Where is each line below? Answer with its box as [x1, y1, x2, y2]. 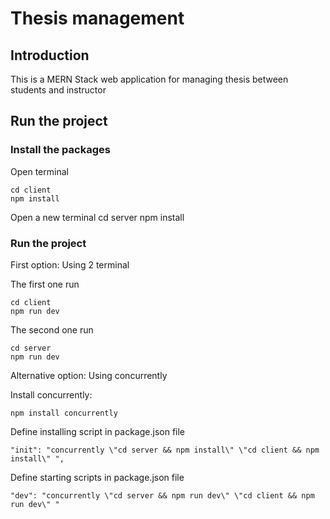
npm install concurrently [10, 408, 118, 418]
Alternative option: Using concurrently [10, 369, 168, 381]
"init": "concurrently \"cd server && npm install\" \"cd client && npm [10, 445, 320, 455]
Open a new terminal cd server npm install [10, 211, 185, 223]
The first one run [10, 278, 80, 290]
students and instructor [10, 84, 107, 96]
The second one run [10, 323, 94, 336]
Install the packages [10, 143, 111, 157]
